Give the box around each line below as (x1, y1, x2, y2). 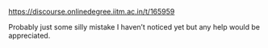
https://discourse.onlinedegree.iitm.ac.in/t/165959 (8, 7, 175, 16)
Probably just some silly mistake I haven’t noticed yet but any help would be (8, 22, 261, 31)
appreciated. (8, 31, 51, 40)
